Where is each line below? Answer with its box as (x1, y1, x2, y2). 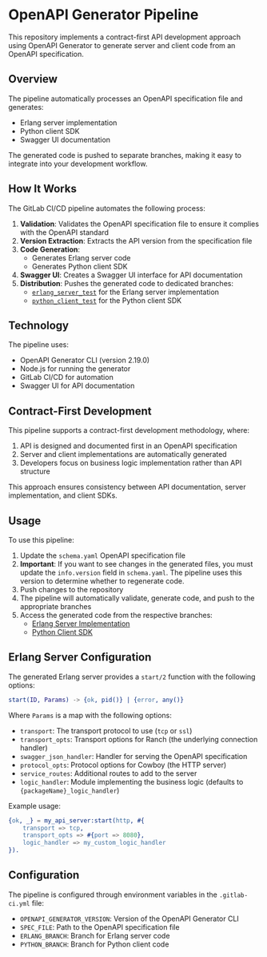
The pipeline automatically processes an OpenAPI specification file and (8, 94, 243, 103)
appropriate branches (19, 602, 92, 611)
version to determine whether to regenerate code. (19, 576, 185, 586)
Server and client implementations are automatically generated (19, 450, 227, 459)
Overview (8, 72, 58, 86)
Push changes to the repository (19, 585, 124, 594)
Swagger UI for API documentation (19, 381, 135, 390)
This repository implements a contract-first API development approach (8, 32, 241, 42)
